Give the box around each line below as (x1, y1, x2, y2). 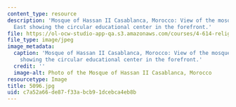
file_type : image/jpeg (7, 37, 74, 44)
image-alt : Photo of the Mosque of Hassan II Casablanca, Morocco (13, 69, 212, 76)
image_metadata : (7, 43, 55, 50)
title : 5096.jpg (7, 82, 55, 89)
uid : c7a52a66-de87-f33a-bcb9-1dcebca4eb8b (7, 89, 137, 96)
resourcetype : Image (7, 75, 68, 83)
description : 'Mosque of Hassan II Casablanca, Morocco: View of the (7, 17, 216, 24)
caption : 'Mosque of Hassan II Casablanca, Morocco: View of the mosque (13, 50, 231, 57)
